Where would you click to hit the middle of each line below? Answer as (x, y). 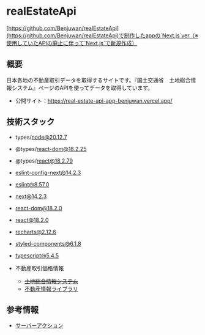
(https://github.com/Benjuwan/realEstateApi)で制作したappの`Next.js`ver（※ (102, 35)
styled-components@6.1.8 (48, 243)
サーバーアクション (39, 326)
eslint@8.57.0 (32, 184)
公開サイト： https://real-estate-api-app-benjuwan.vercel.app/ (94, 101)
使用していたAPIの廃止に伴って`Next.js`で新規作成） (72, 43)
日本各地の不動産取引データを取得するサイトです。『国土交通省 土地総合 (99, 80)
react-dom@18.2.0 (39, 208)
